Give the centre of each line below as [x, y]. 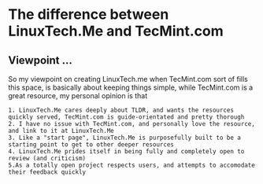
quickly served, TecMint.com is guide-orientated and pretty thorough [126, 117]
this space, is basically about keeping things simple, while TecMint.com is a [131, 87]
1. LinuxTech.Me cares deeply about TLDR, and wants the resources [121, 110]
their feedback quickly [47, 172]
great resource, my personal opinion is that [78, 96]
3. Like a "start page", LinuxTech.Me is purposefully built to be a [125, 138]
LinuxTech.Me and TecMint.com [116, 31]
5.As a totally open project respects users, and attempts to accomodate [132, 165]
